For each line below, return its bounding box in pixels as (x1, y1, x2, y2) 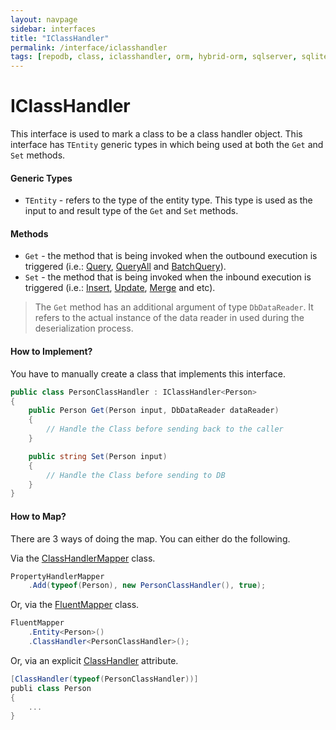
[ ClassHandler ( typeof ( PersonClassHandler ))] (10, 674, 199, 684)
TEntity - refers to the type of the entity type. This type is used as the (24, 194, 313, 206)
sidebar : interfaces (10, 24, 97, 34)
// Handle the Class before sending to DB (46, 470, 226, 480)
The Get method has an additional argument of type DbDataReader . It (34, 301, 314, 313)
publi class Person (10, 683, 92, 693)
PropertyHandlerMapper (10, 571, 105, 581)
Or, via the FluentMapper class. (10, 599, 140, 611)
